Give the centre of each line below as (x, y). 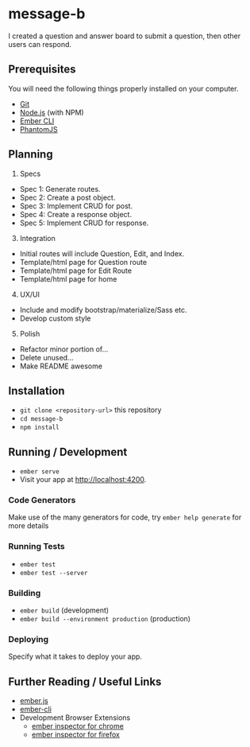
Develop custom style (55, 318)
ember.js (34, 701)
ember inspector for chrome (78, 726)
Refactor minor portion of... (64, 349)
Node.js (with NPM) (52, 112)
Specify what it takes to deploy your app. (75, 656)
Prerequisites (42, 70)
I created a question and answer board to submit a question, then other (124, 36)
